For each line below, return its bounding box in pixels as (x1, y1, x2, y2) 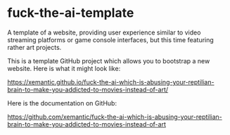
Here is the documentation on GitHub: (7, 98, 117, 107)
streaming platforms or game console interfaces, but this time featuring (7, 35, 215, 44)
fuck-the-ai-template (7, 5, 134, 21)
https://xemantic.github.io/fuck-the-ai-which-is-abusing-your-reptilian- (7, 77, 215, 86)
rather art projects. (7, 43, 62, 51)
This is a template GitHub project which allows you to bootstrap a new (7, 56, 210, 65)
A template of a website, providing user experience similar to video (7, 28, 201, 37)
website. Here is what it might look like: (7, 64, 121, 72)
